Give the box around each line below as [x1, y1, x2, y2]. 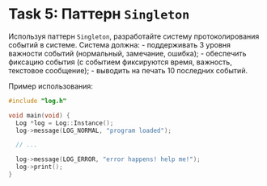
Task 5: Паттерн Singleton [8, 5, 190, 23]
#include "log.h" [8, 97, 67, 105]
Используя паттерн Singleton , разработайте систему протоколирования [8, 31, 260, 41]
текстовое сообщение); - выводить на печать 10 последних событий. [8, 65, 248, 75]
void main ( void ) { [8, 111, 70, 119]
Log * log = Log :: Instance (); [15, 118, 114, 127]
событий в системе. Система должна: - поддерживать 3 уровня [8, 39, 231, 49]
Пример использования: [8, 81, 93, 91]
